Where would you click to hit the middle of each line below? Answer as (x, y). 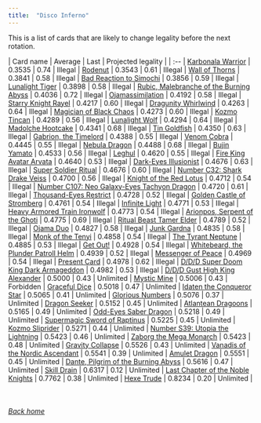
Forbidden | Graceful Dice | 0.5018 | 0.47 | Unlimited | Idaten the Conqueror (130, 286)
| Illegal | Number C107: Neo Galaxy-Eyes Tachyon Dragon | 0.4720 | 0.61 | (128, 186)
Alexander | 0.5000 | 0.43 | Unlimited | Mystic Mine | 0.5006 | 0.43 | (118, 278)
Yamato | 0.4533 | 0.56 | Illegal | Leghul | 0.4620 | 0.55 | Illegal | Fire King (127, 153)
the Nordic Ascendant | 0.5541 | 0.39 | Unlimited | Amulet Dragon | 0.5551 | (129, 353)
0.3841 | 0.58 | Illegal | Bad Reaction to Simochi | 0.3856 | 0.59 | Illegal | (123, 78)
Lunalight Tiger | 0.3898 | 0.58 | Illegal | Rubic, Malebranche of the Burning (129, 86)
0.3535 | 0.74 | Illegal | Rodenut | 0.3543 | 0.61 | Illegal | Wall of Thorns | (124, 69)
